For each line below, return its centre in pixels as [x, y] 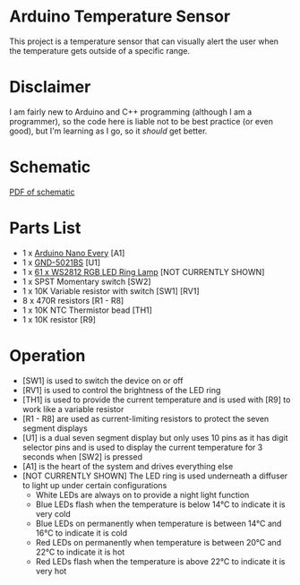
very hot [51, 571]
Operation [47, 355]
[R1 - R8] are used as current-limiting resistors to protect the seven [146, 418]
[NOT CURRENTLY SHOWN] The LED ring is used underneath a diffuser [155, 476]
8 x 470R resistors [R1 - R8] [73, 300]
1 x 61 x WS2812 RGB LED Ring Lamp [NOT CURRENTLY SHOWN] [143, 271]
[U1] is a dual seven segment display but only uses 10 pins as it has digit [155, 437]
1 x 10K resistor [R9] [59, 319]
